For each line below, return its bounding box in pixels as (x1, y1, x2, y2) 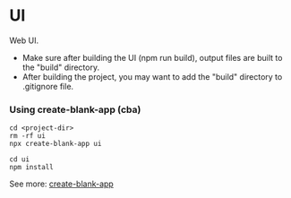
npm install (9, 163, 54, 172)
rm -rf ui (9, 132, 47, 141)
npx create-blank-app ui (9, 140, 102, 149)
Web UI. (9, 35, 39, 46)
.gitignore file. (21, 81, 74, 91)
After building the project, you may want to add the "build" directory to (21, 71, 283, 82)
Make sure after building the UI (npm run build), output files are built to (21, 52, 283, 63)
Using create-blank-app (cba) (9, 103, 141, 116)
